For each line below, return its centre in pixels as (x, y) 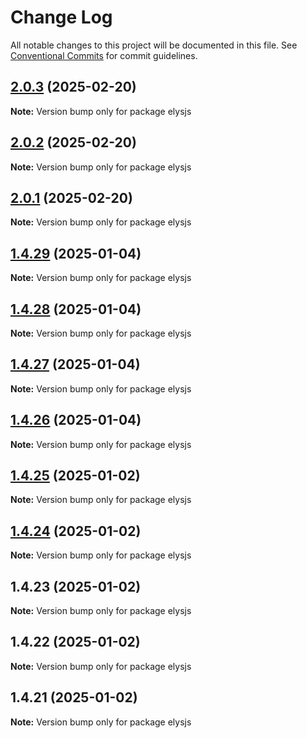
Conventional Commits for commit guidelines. (104, 55)
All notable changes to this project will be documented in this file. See (154, 45)
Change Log (61, 17)
